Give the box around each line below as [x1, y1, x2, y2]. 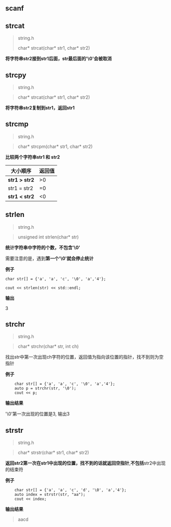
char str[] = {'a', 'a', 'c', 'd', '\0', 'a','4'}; [14, 488, 127, 493]
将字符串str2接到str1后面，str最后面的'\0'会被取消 [5, 56, 112, 62]
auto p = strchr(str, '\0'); [14, 386, 77, 391]
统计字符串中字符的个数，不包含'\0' [5, 244, 81, 250]
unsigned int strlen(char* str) [17, 234, 79, 240]
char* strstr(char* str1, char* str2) [17, 450, 89, 456]
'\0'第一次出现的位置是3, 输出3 [5, 411, 70, 417]
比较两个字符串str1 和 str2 [5, 153, 60, 160]
